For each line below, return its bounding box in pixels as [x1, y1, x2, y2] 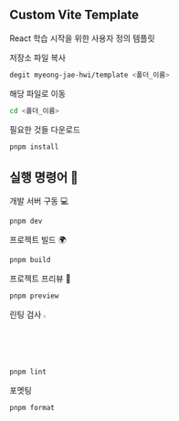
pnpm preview [9, 291, 59, 300]
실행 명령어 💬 [9, 169, 79, 185]
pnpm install [9, 142, 59, 152]
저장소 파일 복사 [9, 52, 67, 63]
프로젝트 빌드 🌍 [9, 235, 67, 246]
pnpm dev [9, 216, 43, 226]
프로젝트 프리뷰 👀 [9, 273, 71, 284]
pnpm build [9, 256, 51, 265]
